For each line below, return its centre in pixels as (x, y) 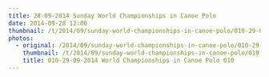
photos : (21, 38)
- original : (36, 46)
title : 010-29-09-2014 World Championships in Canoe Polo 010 (128, 61)
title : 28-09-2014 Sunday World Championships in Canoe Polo (112, 16)
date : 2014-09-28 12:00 (48, 23)
